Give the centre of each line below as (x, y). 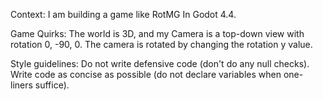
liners (21, 85)
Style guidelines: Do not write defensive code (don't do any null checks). (160, 63)
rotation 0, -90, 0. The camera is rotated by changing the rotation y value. (161, 44)
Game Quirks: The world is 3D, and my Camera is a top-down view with (157, 33)
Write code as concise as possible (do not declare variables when (146, 74)
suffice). (52, 85)
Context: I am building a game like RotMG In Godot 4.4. (123, 14)
